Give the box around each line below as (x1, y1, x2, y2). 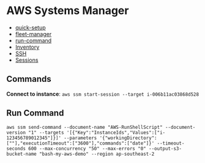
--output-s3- (149, 145, 182, 151)
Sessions (15, 56, 39, 63)
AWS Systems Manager (6, 4, 129, 18)
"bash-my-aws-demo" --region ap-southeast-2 (39, 151, 155, 157)
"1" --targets (28, 129, 64, 136)
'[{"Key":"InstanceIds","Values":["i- (66, 129, 166, 136)
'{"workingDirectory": (99, 135, 157, 141)
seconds (6, 145, 26, 151)
